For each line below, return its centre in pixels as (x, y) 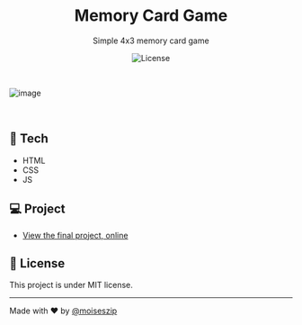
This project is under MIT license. (71, 285)
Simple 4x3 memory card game (151, 41)
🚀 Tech (29, 139)
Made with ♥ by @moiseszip (63, 311)
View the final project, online (75, 235)
